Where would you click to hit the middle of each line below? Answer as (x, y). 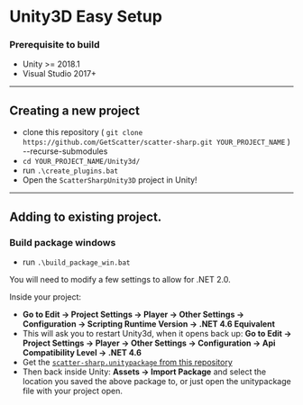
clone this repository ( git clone (83, 132)
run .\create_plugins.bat (70, 171)
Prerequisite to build (55, 45)
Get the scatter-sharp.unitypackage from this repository (127, 362)
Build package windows (63, 242)
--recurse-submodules (65, 151)
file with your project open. (73, 391)
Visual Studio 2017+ (60, 74)
